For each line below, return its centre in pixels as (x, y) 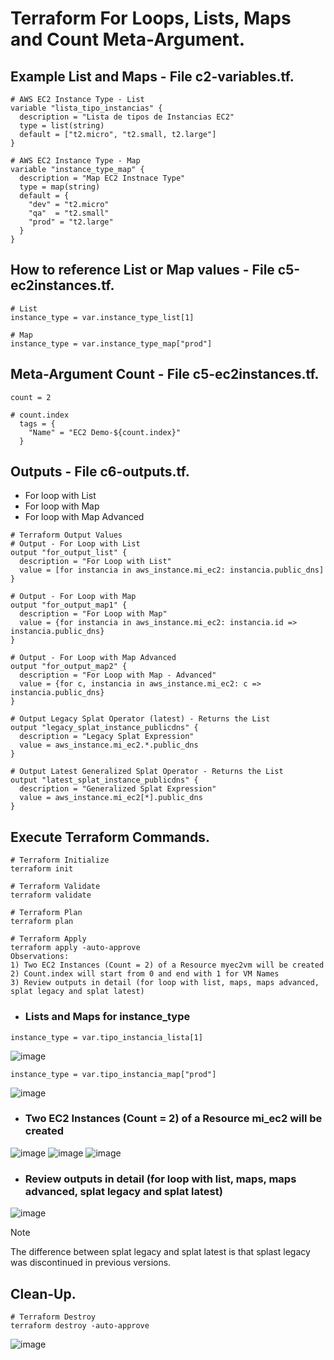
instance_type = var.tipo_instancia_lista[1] (106, 1037)
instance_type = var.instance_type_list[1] (102, 317)
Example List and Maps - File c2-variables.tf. (152, 76)
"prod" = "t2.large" (71, 222)
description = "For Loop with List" (95, 562)
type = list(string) (62, 126)
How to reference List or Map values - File (142, 270)
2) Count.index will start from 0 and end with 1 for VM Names (145, 974)
